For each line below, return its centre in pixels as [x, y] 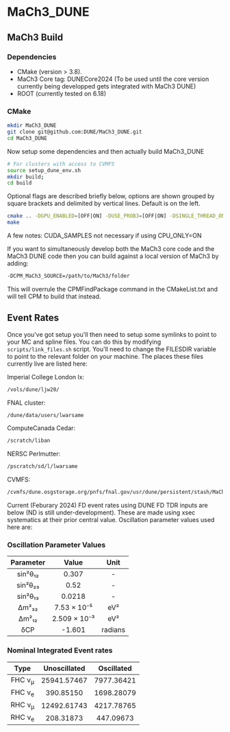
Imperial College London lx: [46, 377]
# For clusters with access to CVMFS [61, 164]
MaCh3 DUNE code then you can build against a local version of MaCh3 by [113, 256]
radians [113, 630]
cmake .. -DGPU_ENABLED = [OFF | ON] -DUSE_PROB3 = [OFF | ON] [87, 216]
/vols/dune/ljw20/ [33, 389]
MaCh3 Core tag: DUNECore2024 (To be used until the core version [113, 79]
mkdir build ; [26, 177]
